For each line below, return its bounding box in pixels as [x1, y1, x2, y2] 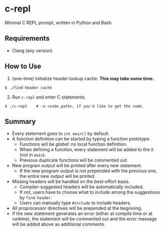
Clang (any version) [12, 47, 53, 53]
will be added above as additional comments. [12, 221, 106, 227]
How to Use [5, 62, 42, 71]
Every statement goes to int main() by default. [12, 131, 110, 137]
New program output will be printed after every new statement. [12, 163, 142, 169]
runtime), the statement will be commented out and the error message [12, 216, 157, 222]
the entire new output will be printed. [19, 173, 96, 179]
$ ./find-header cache [5, 85, 52, 90]
